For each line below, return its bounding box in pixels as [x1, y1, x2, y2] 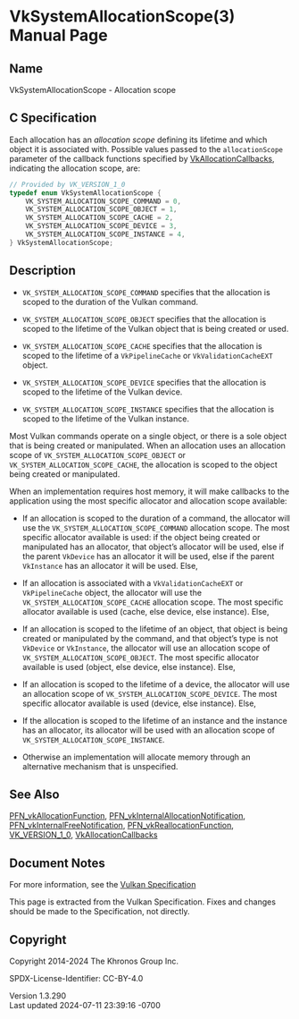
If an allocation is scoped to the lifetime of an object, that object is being [21, 624, 288, 634]
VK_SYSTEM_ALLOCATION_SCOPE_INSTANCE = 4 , [25, 230, 186, 239]
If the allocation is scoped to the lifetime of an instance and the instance [21, 715, 287, 726]
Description [9, 263, 76, 278]
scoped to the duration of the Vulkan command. [21, 296, 199, 307]
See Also [9, 787, 60, 802]
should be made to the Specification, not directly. [9, 906, 190, 917]
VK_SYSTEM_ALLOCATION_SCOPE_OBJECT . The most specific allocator [21, 651, 260, 663]
